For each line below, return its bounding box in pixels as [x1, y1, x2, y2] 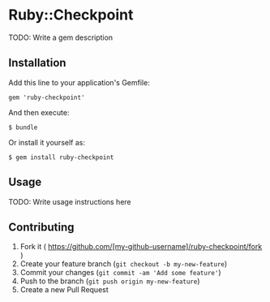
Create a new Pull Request [19, 285, 109, 295]
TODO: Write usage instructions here [8, 196, 131, 206]
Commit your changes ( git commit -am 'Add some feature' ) [19, 268, 221, 278]
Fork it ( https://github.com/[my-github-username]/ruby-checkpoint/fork [19, 242, 263, 252]
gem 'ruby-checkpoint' [8, 93, 85, 101]
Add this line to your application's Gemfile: [8, 77, 150, 87]
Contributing [8, 220, 75, 234]
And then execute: [8, 107, 70, 117]
